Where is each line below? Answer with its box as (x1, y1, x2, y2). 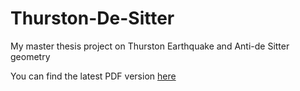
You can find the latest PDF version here (10, 70, 177, 82)
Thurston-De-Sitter (10, 7, 175, 30)
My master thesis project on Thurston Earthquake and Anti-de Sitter (10, 40, 290, 52)
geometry (10, 50, 51, 62)
